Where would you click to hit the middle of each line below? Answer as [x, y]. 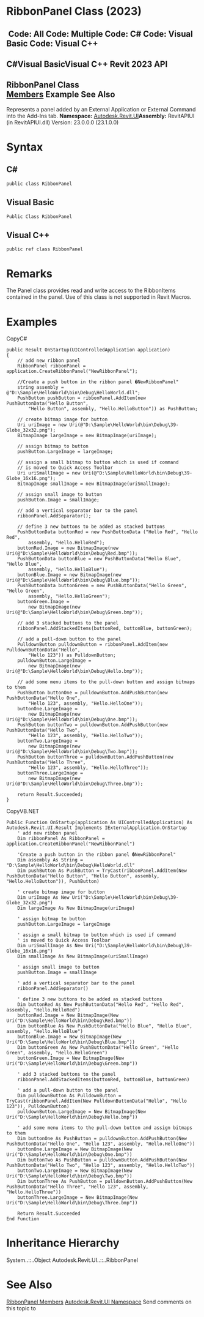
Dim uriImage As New [43, 898]
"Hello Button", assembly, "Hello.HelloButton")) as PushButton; [113, 409]
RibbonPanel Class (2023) [74, 11]
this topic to [21, 1308]
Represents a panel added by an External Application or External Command [101, 109]
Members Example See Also [61, 95]
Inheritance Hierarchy [63, 1243]
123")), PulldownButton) [38, 1106]
